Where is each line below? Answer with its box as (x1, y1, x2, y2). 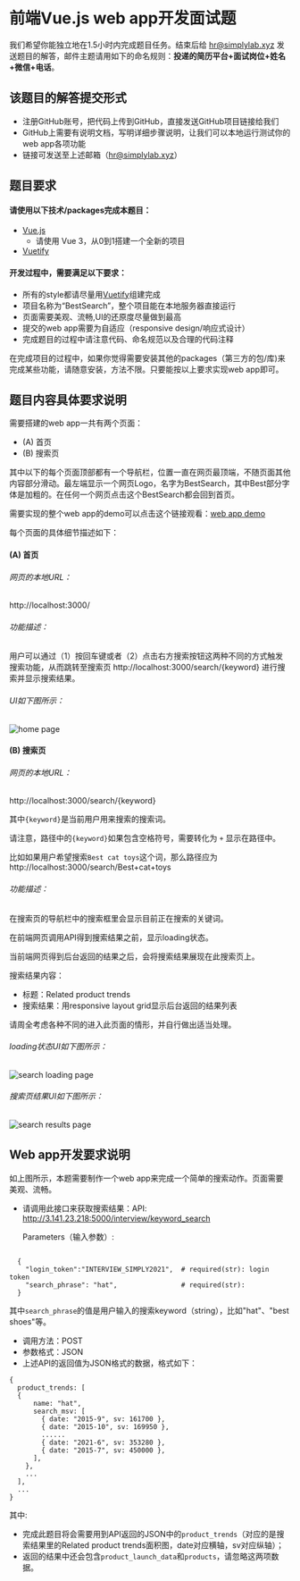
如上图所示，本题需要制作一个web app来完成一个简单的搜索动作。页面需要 (9, 1173, 284, 1183)
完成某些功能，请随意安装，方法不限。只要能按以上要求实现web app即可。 (9, 364, 284, 374)
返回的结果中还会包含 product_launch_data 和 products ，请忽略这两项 (21, 1551, 272, 1561)
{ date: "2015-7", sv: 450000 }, (41, 1445, 166, 1455)
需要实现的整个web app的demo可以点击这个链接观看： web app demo (9, 509, 266, 519)
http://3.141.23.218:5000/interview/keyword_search (21, 1213, 211, 1224)
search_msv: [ (32, 1407, 87, 1416)
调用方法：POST (21, 1335, 83, 1346)
